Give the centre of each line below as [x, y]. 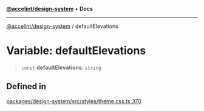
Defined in [26, 86]
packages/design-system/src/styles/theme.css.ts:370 [74, 101]
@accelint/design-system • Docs [49, 9]
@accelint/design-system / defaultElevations [62, 26]
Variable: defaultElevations [76, 51]
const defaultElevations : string [61, 67]
